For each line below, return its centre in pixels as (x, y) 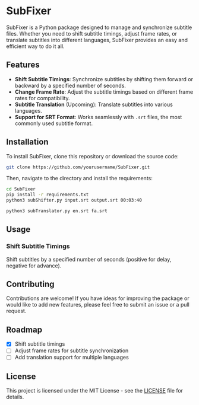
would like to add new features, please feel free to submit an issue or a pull (98, 305)
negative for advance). (34, 266)
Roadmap (24, 329)
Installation (27, 142)
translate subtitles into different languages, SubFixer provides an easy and (97, 40)
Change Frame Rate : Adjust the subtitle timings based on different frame (104, 92)
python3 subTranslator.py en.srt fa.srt (57, 211)
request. (16, 311)
